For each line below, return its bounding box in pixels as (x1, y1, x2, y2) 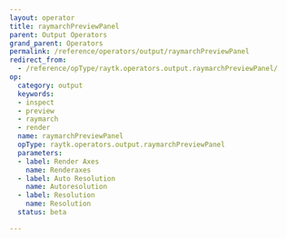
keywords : (17, 89, 54, 98)
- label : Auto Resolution (17, 174, 116, 183)
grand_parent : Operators (9, 38, 104, 48)
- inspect (17, 97, 54, 107)
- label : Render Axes (17, 156, 100, 166)
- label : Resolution (17, 191, 95, 200)
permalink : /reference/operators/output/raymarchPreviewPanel (9, 47, 250, 56)
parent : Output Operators (9, 30, 107, 39)
